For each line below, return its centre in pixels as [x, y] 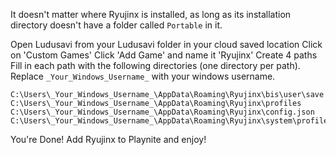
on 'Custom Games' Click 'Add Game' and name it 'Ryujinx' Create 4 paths [164, 55]
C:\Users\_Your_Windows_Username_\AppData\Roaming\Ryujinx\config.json [162, 112]
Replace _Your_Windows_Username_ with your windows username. [143, 76]
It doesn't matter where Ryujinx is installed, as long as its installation [151, 14]
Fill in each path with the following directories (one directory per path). [155, 65]
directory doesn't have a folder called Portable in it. [116, 25]
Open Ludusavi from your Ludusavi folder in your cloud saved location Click [166, 44]
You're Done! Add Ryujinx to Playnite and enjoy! [108, 139]
